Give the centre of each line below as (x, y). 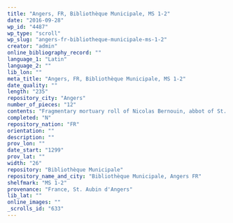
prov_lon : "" (26, 144)
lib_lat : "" (24, 196)
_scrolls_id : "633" (36, 209)
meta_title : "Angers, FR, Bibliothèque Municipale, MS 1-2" (97, 79)
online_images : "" (34, 202)
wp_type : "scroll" (34, 33)
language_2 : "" (29, 66)
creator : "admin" (33, 46)
